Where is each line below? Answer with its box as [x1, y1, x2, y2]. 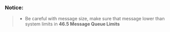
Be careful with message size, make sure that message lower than [25, 16, 165, 22]
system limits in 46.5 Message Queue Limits [25, 21, 120, 27]
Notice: [5, 4, 24, 11]
